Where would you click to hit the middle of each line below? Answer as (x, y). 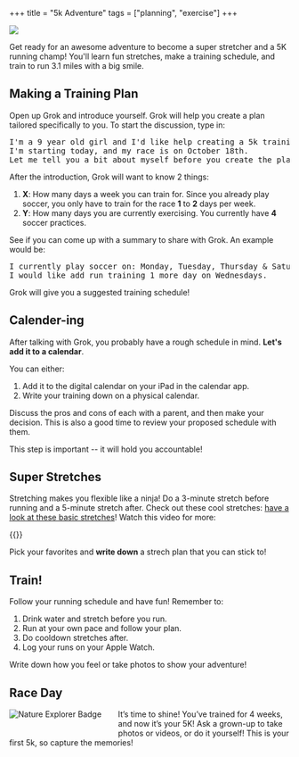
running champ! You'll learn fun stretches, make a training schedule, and (142, 56)
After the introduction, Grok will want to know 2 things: (109, 177)
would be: (28, 249)
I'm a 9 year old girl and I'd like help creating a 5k (133, 141)
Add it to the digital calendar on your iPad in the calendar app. (136, 386)
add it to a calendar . (47, 351)
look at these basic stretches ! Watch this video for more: (113, 518)
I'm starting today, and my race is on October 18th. (129, 150)
